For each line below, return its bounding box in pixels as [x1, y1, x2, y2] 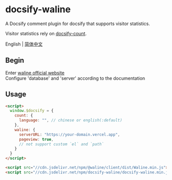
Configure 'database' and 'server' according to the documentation [5, 75, 145, 81]
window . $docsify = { [10, 108, 54, 114]
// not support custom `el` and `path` [18, 142, 104, 147]
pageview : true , [18, 137, 54, 142]
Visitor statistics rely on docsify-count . [5, 30, 87, 36]
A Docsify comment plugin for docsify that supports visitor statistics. [5, 20, 150, 27]
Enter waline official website [5, 70, 65, 76]
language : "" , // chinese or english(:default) [18, 118, 123, 123]
